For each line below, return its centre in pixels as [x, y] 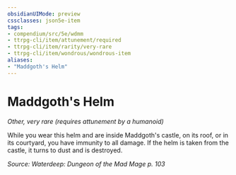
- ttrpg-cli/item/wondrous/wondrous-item [69, 54]
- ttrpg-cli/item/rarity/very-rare [60, 47]
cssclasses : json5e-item [44, 21]
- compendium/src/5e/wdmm [45, 34]
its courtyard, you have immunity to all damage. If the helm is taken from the [118, 142]
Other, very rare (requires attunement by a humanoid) [85, 121]
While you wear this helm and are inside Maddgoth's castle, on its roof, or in [118, 135]
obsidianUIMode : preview [44, 14]
